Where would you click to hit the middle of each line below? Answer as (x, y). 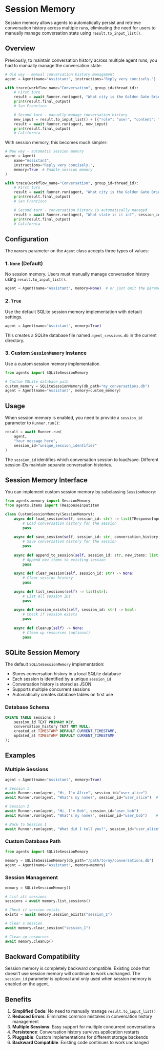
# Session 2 (17, 806)
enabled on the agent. (27, 984)
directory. (15, 340)
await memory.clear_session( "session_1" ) (48, 928)
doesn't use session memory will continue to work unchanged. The (73, 974)
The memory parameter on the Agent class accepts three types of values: (77, 251)
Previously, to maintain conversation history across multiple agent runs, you (81, 60)
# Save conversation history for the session (70, 542)
